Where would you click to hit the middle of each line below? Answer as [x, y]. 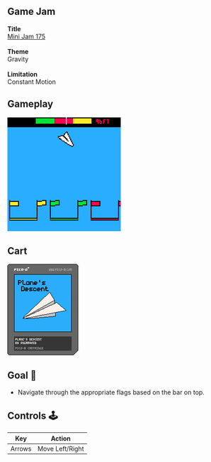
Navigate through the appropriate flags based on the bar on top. [111, 392]
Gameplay [30, 104]
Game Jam [32, 12]
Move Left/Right [61, 448]
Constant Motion [32, 82]
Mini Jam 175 [27, 36]
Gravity [18, 59]
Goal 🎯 [22, 375]
